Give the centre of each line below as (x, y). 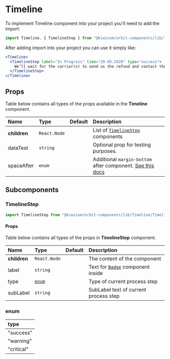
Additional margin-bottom (122, 159)
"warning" (20, 341)
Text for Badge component (119, 267)
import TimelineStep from (32, 215)
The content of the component (125, 258)
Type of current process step (123, 281)
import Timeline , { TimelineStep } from (49, 38)
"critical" (18, 349)
